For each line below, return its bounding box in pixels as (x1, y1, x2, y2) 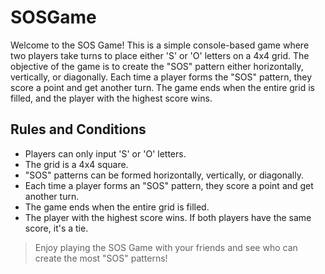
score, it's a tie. (24, 222, 89, 234)
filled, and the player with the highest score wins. (10, 92, 213, 104)
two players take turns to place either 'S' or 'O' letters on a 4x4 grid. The (10, 49, 310, 61)
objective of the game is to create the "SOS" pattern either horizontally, (10, 60, 304, 72)
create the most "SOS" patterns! (34, 252, 168, 264)
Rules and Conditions (10, 121, 147, 138)
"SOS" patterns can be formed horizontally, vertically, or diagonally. (24, 169, 304, 181)
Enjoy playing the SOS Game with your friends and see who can (34, 241, 298, 253)
